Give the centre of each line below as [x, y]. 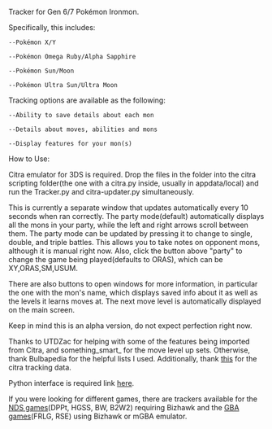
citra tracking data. [40, 367]
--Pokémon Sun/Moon [41, 71]
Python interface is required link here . [71, 383]
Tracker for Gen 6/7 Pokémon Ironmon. [74, 12]
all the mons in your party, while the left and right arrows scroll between [129, 225]
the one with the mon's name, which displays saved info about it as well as [133, 293]
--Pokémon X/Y [32, 42]
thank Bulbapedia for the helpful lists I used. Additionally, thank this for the [133, 359]
